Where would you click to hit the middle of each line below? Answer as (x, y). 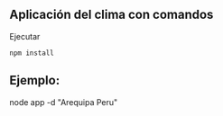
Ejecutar (25, 36)
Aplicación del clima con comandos (111, 15)
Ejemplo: (35, 80)
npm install (32, 53)
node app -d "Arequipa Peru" (64, 102)
